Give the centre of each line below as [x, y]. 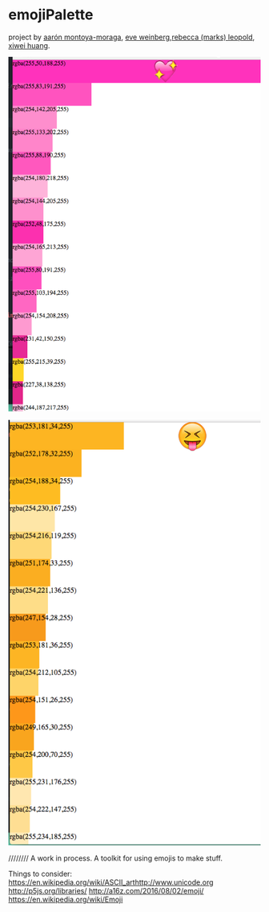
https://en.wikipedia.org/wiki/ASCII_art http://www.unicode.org [111, 882]
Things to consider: [40, 873]
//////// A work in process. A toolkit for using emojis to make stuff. [115, 858]
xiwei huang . [29, 45]
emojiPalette [51, 15]
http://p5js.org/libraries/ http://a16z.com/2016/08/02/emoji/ [106, 890]
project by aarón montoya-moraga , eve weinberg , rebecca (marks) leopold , [132, 37]
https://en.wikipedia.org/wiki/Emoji [66, 899]
